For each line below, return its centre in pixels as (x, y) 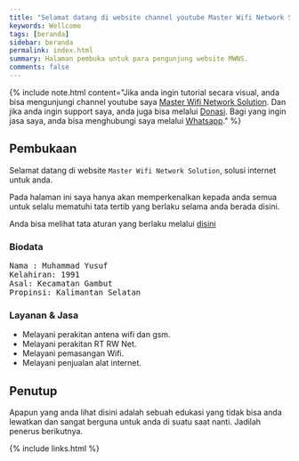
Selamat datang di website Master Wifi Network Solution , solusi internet (143, 170)
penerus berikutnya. (46, 432)
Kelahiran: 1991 (44, 274)
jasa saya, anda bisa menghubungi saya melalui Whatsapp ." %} (125, 120)
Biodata (26, 247)
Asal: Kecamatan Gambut (61, 283)
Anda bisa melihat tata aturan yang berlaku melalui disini (113, 223)
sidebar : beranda (41, 42)
